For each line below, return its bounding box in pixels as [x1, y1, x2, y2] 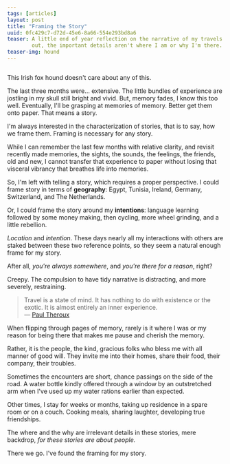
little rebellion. [7, 220, 47, 229]
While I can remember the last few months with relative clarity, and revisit [7, 143, 215, 151]
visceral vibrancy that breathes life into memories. [7, 165, 149, 173]
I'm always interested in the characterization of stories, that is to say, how [7, 122, 216, 130]
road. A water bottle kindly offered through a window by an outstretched [7, 379, 211, 388]
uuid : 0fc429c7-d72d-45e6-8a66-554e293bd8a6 [7, 29, 137, 36]
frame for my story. [7, 249, 62, 257]
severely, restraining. [7, 282, 67, 291]
